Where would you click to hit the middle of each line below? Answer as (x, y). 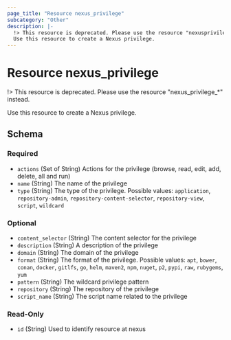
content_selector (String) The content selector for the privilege (107, 238)
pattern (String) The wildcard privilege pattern (83, 282)
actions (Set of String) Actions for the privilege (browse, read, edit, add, (119, 168)
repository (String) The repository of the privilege (88, 289)
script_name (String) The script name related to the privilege (102, 297)
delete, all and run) (44, 176)
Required (23, 154)
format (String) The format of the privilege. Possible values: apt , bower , (117, 260)
